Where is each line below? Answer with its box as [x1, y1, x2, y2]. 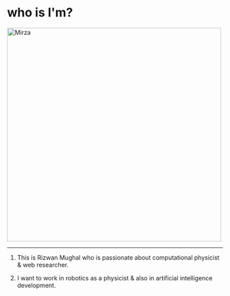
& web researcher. [16, 260, 69, 269]
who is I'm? [7, 5, 73, 21]
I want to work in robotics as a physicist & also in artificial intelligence [16, 273, 213, 282]
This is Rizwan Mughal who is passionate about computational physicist [16, 253, 220, 261]
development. [16, 281, 56, 289]
